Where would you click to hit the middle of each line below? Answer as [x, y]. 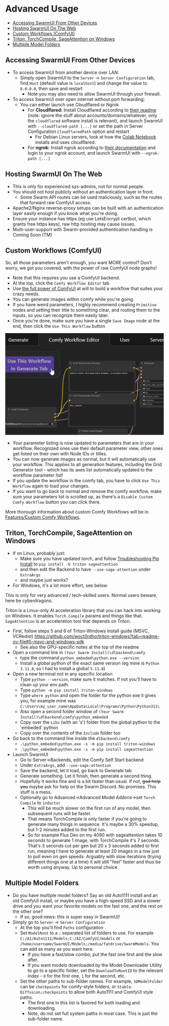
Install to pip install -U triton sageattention [69, 564]
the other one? [28, 911]
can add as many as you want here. [57, 949]
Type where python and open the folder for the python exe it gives [88, 695]
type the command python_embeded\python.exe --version [80, 658]
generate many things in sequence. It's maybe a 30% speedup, [93, 824]
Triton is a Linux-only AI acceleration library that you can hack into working [83, 610]
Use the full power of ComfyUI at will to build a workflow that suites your [88, 289]
